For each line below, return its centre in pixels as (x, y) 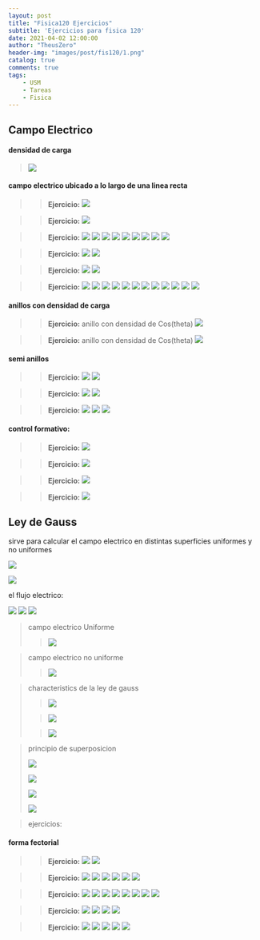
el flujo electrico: (36, 595)
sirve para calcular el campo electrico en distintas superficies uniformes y (130, 541)
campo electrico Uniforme (71, 627)
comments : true (34, 68)
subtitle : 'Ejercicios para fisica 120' (77, 30)
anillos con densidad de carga (59, 305)
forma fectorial (34, 842)
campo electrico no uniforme (76, 658)
